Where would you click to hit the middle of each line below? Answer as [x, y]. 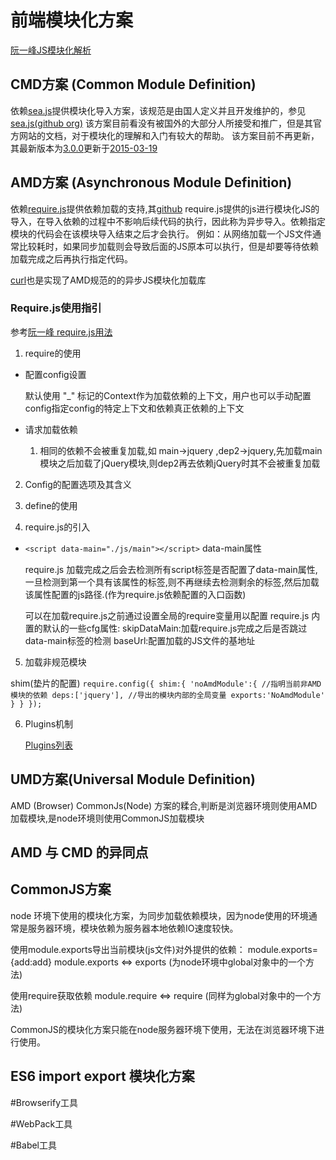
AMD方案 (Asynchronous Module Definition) [151, 182]
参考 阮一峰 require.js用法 [61, 332]
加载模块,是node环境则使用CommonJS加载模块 [107, 818]
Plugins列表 [49, 745]
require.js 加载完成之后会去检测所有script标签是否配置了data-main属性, [171, 569]
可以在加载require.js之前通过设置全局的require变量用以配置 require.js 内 [172, 615]
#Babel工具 [34, 1145]
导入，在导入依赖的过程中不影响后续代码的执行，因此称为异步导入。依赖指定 [168, 221]
